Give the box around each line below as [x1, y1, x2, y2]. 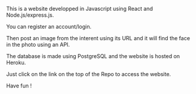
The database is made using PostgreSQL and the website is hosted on [6, 53, 180, 59]
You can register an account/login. [6, 23, 92, 30]
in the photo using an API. [6, 41, 70, 48]
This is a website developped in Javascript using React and [6, 5, 153, 12]
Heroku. [6, 59, 26, 66]
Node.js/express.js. [6, 11, 54, 19]
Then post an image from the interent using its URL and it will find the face [6, 35, 191, 41]
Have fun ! [6, 82, 32, 89]
